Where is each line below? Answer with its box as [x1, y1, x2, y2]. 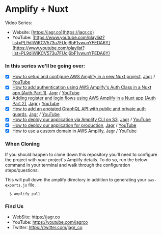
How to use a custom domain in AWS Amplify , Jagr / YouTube [12, 128, 137, 134]
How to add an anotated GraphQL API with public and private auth [12, 106, 146, 112]
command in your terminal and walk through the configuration [5, 162, 131, 168]
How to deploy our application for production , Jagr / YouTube [12, 122, 136, 128]
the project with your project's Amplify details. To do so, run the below [5, 156, 147, 163]
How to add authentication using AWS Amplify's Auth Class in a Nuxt [12, 85, 152, 90]
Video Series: [5, 20, 32, 26]
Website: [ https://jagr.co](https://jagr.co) [12, 29, 94, 35]
